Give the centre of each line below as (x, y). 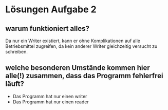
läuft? (15, 84)
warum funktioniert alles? (48, 29)
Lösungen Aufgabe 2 (51, 10)
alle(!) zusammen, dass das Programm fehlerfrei (84, 76)
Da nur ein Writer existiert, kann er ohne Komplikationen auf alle (73, 41)
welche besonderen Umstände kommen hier (78, 68)
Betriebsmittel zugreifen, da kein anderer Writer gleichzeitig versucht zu (81, 46)
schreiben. (17, 52)
